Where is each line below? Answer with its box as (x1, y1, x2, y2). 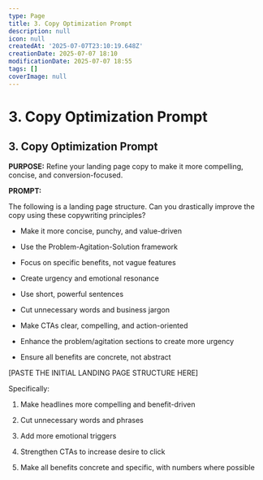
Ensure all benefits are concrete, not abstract (19, 351, 172, 362)
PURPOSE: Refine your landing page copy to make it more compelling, (8, 161, 244, 171)
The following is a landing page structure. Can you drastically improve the (8, 201, 256, 212)
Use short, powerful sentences (19, 289, 124, 299)
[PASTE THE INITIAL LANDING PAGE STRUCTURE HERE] (8, 368, 199, 377)
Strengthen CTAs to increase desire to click (19, 447, 166, 456)
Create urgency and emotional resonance (19, 273, 160, 283)
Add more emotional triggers (19, 430, 117, 440)
